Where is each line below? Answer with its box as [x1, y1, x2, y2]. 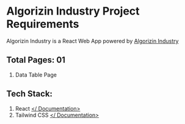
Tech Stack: [6, 89, 53, 99]
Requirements [6, 17, 79, 31]
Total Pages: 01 [6, 55, 66, 65]
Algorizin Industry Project [6, 4, 140, 18]
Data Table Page [15, 71, 57, 78]
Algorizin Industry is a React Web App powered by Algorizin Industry [6, 37, 179, 44]
